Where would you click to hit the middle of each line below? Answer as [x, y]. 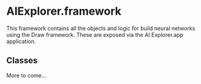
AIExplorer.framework [64, 11]
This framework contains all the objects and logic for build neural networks [101, 28]
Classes [22, 60]
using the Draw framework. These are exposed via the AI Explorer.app [95, 34]
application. [21, 41]
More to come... [26, 75]
